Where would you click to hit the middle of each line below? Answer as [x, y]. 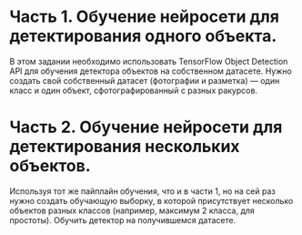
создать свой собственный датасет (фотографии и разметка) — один [145, 80]
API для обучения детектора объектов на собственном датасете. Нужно [151, 71]
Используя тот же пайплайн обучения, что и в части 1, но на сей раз [142, 191]
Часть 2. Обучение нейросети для [146, 127]
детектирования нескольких [125, 147]
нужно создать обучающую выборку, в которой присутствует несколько [151, 200]
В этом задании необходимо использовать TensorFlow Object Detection [149, 61]
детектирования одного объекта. [143, 36]
